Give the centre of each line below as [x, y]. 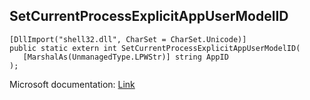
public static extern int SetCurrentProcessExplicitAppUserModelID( [155, 48]
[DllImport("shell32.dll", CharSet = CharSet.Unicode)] [128, 39]
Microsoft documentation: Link [72, 84]
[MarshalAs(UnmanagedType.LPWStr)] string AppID [125, 57]
